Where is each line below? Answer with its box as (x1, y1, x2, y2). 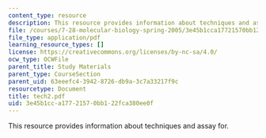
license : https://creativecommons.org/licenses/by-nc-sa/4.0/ (8, 48, 218, 56)
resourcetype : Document (8, 84, 87, 93)
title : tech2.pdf (8, 92, 66, 100)
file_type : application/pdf (8, 33, 101, 42)
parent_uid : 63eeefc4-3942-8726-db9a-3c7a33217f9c (8, 77, 179, 85)
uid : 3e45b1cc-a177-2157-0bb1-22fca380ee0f (8, 99, 154, 107)
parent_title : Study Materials (8, 63, 112, 71)
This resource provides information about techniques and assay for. (8, 121, 230, 131)
